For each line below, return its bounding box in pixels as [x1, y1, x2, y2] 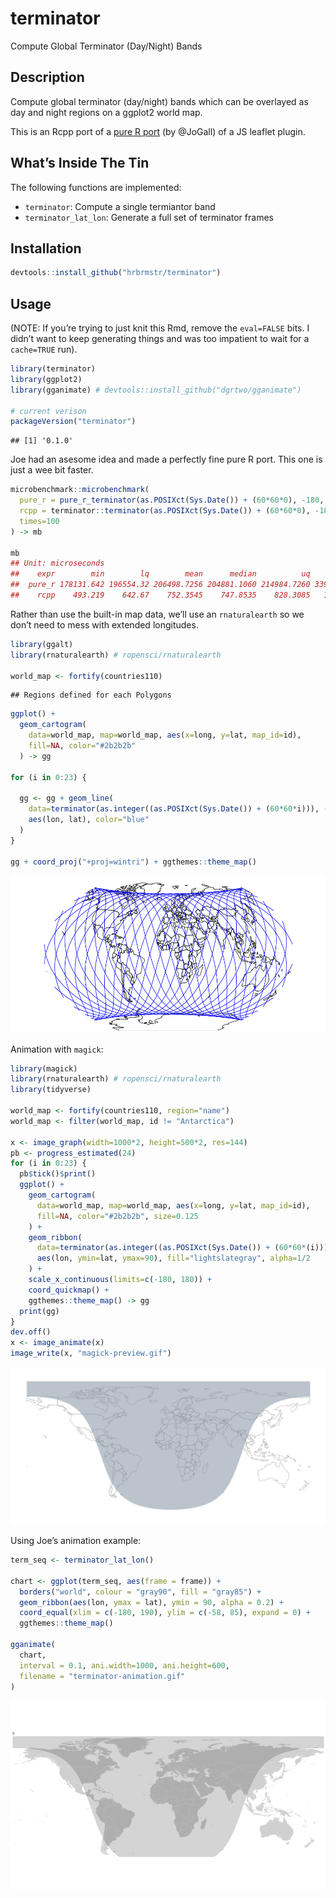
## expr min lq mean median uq [10, 569, 311, 579]
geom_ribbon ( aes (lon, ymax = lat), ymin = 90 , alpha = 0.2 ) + [19, 1597, 284, 1607]
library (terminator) [10, 364, 97, 374]
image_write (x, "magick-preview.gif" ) [10, 1348, 172, 1359]
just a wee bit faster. [10, 464, 94, 476]
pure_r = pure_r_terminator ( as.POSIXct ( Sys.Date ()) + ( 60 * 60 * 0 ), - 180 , [19, 495, 325, 506]
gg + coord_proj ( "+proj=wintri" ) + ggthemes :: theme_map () [10, 857, 257, 867]
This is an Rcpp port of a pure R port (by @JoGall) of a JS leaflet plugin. [10, 125, 306, 137]
